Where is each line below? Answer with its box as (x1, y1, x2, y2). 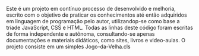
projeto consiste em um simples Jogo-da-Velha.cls (6, 43, 131, 50)
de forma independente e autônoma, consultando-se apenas (6, 30, 155, 38)
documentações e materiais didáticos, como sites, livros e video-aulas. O (6, 37, 186, 43)
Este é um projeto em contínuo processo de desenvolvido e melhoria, (6, 5, 176, 12)
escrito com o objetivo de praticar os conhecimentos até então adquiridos (6, 11, 187, 18)
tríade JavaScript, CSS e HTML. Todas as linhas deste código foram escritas (6, 24, 193, 31)
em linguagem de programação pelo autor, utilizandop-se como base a (6, 18, 180, 24)
